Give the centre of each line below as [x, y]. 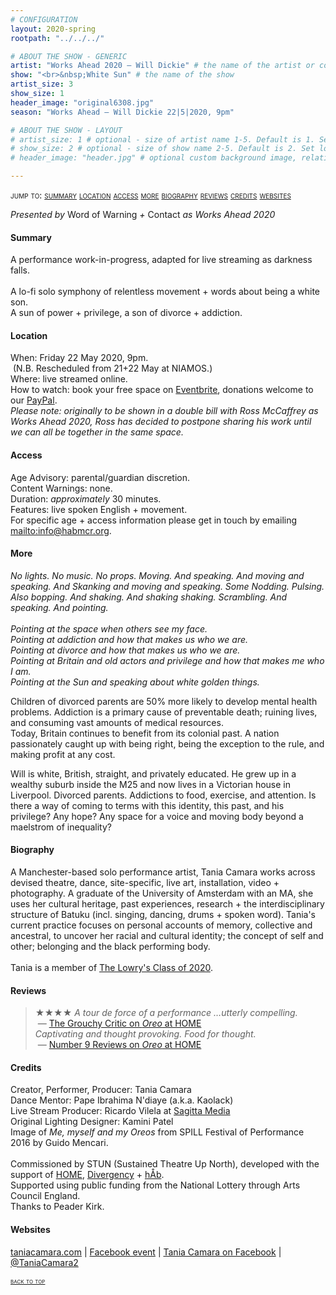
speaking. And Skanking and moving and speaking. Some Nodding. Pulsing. [167, 586]
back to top [28, 1281]
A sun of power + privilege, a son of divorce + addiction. [126, 313]
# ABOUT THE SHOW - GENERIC [69, 56]
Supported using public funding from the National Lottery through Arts [155, 1185]
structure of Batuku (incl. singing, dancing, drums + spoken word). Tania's [163, 915]
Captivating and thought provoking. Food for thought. [145, 1034]
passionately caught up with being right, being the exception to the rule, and [167, 743]
